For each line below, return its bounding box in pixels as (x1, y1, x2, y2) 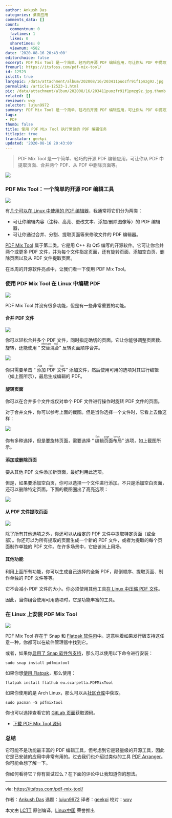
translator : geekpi (5, 136, 47, 141)
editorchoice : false (5, 55, 50, 60)
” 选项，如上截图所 (122, 437, 161, 444)
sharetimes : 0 (10, 41, 40, 46)
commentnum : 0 (10, 27, 40, 32)
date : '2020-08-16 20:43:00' (5, 50, 68, 55)
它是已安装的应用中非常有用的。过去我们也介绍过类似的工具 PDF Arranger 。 (5, 753, 165, 760)
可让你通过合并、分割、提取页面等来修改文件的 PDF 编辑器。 (12, 232, 141, 238)
